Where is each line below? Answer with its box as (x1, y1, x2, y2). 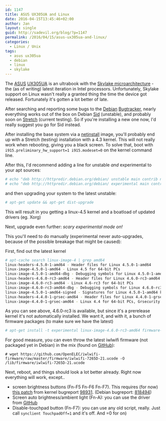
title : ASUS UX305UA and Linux (5, 12, 70, 17)
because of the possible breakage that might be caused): (5, 238, 122, 244)
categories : (5, 40, 30, 45)
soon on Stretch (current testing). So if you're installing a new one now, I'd (5, 117, 157, 122)
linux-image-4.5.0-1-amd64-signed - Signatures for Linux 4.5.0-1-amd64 (5, 290, 158, 295)
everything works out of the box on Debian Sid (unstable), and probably (5, 111, 151, 117)
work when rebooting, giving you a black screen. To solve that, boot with (5, 142, 153, 147)
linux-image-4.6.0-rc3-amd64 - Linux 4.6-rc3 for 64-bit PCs (5, 281, 134, 285)
